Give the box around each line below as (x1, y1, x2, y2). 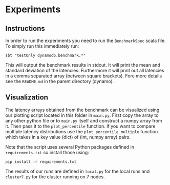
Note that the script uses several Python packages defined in (5, 143, 135, 150)
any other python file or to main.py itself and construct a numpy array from (5, 117, 162, 124)
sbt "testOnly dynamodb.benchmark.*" (5, 53, 86, 58)
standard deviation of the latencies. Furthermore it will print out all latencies (5, 68, 165, 73)
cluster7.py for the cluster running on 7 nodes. (5, 173, 105, 180)
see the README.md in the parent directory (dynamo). (5, 78, 114, 84)
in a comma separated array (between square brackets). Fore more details (5, 73, 162, 79)
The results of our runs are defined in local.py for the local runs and (5, 168, 150, 174)
